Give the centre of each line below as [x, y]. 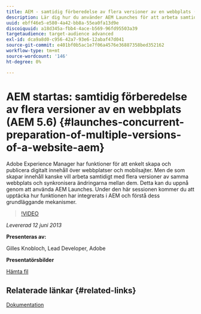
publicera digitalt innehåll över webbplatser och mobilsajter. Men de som [96, 170]
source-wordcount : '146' [37, 56]
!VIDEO [30, 214]
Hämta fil [17, 272]
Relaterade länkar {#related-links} [71, 290]
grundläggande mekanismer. [42, 202]
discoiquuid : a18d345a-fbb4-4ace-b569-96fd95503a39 [72, 28]
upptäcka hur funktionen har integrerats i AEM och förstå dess [83, 196]
